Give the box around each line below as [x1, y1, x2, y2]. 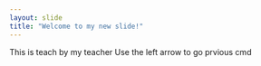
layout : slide [9, 13, 63, 23]
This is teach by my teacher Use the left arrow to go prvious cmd [9, 46, 252, 57]
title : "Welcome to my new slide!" [9, 22, 144, 31]
